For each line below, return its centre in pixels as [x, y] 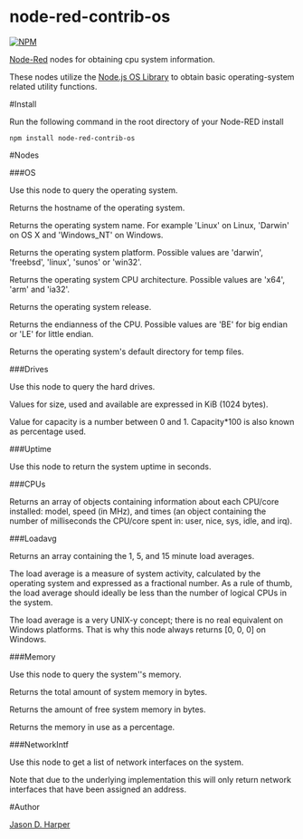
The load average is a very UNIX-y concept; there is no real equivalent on [146, 620]
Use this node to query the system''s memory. [95, 674]
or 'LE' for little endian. [52, 333]
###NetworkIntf [39, 744]
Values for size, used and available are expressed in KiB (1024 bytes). [139, 404]
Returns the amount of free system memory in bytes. [108, 709]
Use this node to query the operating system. [94, 190]
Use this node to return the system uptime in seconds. [110, 466]
